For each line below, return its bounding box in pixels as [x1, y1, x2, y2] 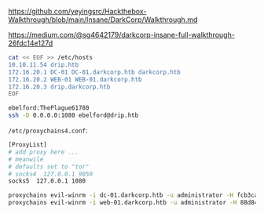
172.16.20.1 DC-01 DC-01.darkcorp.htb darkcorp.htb [8, 68, 181, 76]
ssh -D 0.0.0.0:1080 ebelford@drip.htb [8, 111, 139, 120]
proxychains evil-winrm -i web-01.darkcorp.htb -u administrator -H [8, 199, 237, 207]
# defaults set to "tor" [8, 162, 90, 171]
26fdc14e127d [8, 38, 53, 48]
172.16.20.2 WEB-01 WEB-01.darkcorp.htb [8, 75, 143, 83]
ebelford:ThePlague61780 [8, 104, 90, 112]
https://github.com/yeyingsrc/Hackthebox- [8, 7, 147, 16]
